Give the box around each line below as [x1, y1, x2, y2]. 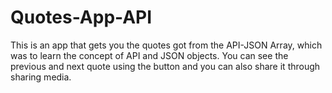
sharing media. [10, 71, 72, 83]
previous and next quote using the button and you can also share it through [10, 60, 321, 72]
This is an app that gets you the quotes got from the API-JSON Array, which [10, 39, 323, 51]
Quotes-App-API [10, 6, 153, 29]
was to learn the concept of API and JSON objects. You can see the [10, 49, 289, 61]
